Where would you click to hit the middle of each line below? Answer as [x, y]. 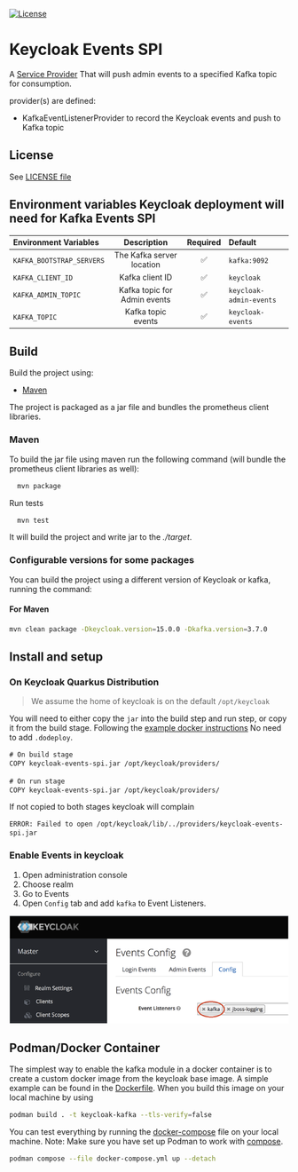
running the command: [51, 589]
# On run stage [37, 781]
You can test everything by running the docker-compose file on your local [144, 1132]
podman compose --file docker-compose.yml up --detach [113, 1159]
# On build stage [41, 755]
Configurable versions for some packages [102, 560]
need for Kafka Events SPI [82, 219]
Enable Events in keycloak [67, 855]
